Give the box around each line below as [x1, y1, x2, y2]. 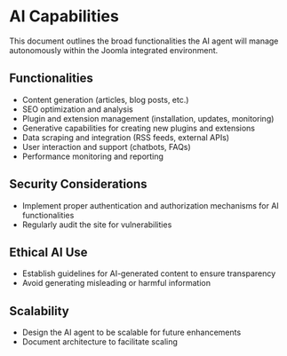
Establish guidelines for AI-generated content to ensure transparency [21, 268, 276, 279]
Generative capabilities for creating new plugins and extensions [21, 123, 256, 133]
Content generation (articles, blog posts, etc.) [21, 94, 189, 105]
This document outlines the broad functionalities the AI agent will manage [9, 36, 279, 46]
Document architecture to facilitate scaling [21, 336, 178, 347]
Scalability [9, 304, 69, 319]
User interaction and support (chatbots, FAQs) [21, 141, 191, 152]
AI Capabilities [9, 6, 120, 27]
